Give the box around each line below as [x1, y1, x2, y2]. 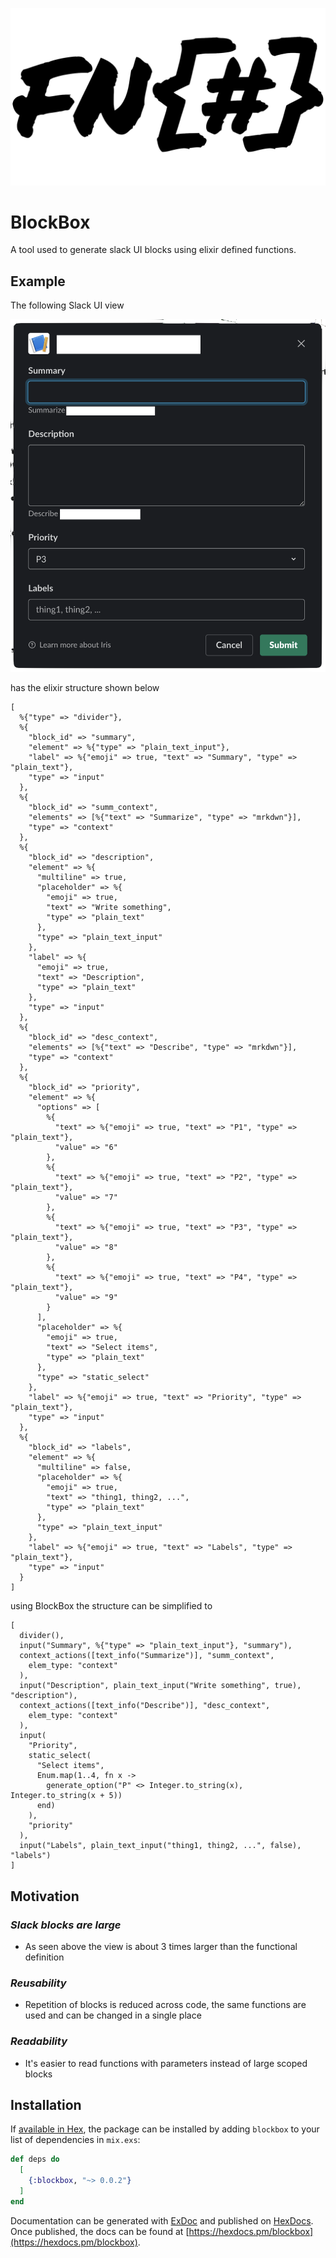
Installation [10, 2096, 82, 2113]
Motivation [10, 1888, 80, 1905]
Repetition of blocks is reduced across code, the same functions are [24, 1999, 307, 2011]
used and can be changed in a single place [24, 2009, 202, 2022]
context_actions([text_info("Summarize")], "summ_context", [19, 1651, 275, 1661]
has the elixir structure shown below [10, 682, 160, 694]
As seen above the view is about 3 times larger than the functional [24, 1940, 298, 1952]
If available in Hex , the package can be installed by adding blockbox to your [10, 2123, 320, 2135]
